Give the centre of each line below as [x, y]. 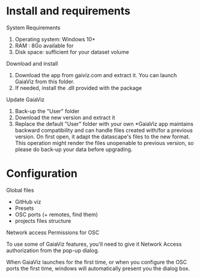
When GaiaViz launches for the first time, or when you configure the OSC [97, 262]
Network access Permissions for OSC [53, 232]
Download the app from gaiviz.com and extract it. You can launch [96, 75]
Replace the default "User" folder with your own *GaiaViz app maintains [104, 123]
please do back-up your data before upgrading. [74, 149]
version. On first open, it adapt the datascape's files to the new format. [102, 137]
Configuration [42, 173]
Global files [20, 190]
